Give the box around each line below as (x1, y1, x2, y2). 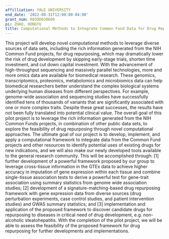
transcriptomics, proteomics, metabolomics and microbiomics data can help (5, 78, 162, 84)
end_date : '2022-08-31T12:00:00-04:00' (5, 12, 89, 17)
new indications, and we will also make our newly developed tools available (5, 148, 161, 154)
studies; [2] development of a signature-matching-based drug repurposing (5, 185, 160, 191)
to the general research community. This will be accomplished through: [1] (5, 153, 159, 159)
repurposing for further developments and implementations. (5, 228, 130, 234)
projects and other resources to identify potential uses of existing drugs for (5, 142, 161, 148)
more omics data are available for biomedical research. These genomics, (5, 72, 156, 78)
